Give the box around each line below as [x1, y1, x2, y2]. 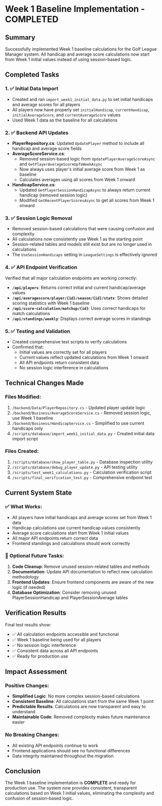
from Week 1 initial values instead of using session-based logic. [5, 57, 132, 62]
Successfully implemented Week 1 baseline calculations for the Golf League [5, 46, 157, 52]
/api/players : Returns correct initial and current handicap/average [12, 284, 146, 290]
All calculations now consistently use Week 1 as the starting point [12, 236, 143, 242]
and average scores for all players [12, 101, 80, 107]
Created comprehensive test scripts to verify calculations [12, 339, 127, 344]
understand [12, 709, 36, 715]
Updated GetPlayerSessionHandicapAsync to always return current [19, 187, 151, 193]
